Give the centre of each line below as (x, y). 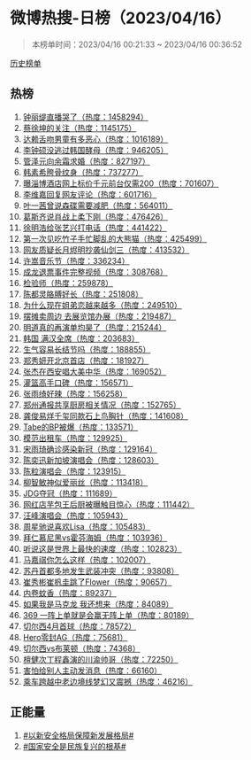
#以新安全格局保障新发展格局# (78, 735)
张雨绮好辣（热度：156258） (75, 393)
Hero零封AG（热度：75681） (75, 637)
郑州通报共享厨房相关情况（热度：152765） (102, 405)
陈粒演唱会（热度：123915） (74, 471)
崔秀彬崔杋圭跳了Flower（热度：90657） (97, 582)
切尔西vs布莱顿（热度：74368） (81, 648)
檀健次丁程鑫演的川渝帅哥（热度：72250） (100, 659)
